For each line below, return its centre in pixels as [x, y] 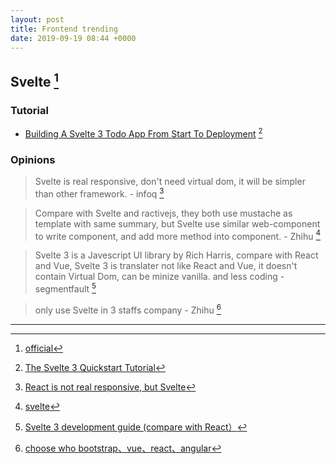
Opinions [33, 159]
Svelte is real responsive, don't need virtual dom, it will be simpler [170, 182]
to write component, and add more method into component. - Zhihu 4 [178, 235]
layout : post [37, 19]
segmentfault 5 [65, 288]
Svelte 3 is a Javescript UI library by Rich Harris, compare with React [176, 255]
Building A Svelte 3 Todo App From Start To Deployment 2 [143, 133]
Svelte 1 [34, 80]
